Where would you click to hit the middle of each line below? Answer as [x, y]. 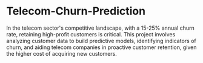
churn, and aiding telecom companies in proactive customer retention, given [101, 47]
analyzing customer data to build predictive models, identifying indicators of [101, 41]
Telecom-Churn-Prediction [76, 11]
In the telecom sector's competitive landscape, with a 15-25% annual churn [101, 28]
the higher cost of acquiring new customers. [62, 53]
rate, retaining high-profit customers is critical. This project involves [91, 34]
